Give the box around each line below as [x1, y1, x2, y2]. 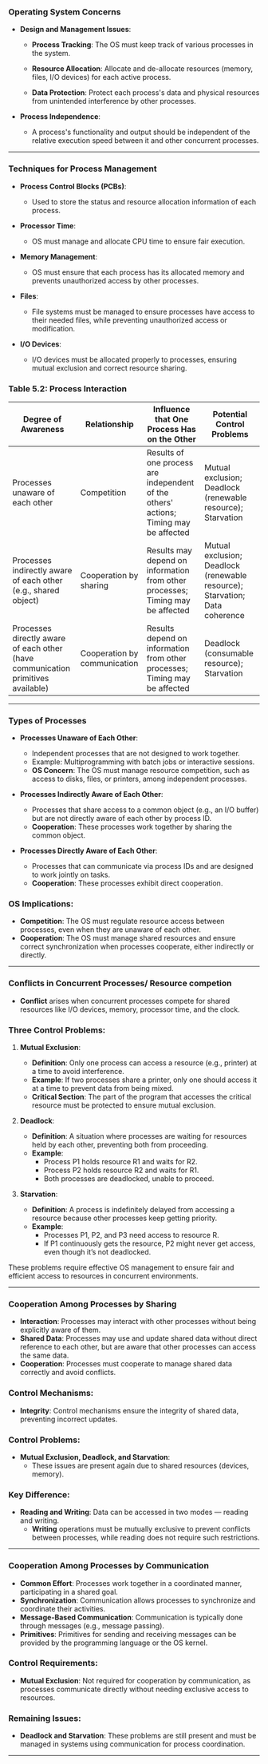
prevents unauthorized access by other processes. [31, 276, 199, 285]
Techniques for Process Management [8, 163, 157, 174]
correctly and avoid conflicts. [19, 1368, 116, 1378]
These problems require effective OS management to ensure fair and [8, 1263, 235, 1272]
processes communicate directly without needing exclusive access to [19, 1684, 249, 1694]
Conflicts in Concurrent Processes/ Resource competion [8, 977, 232, 989]
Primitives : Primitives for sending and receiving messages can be [19, 1629, 237, 1639]
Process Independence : [19, 112, 101, 121]
